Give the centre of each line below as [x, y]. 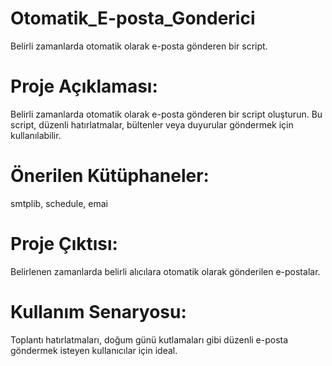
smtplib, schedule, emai [59, 203]
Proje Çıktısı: [64, 244]
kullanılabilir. [36, 135]
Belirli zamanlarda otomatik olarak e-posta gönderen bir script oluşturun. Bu [166, 114]
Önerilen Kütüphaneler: [110, 176]
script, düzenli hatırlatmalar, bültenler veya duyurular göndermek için [152, 124]
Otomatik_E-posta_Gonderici [133, 18]
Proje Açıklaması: [84, 86]
